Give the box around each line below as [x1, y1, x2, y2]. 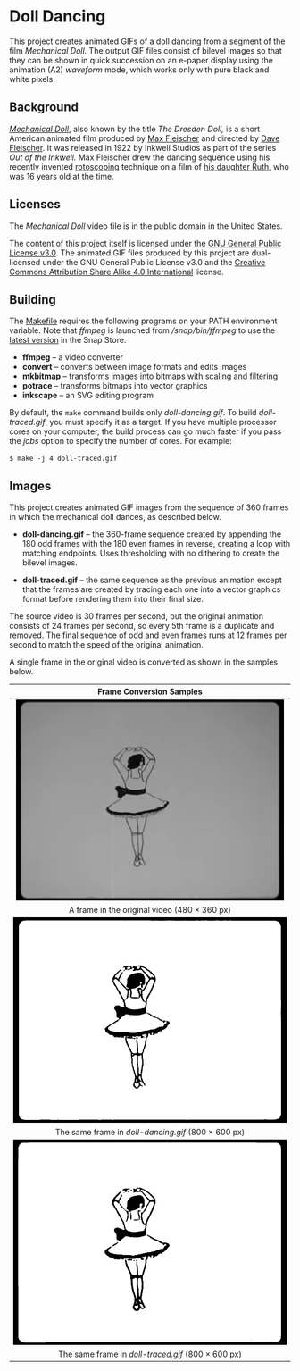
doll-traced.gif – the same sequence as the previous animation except [21, 574, 283, 586]
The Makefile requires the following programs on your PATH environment [9, 315, 278, 327]
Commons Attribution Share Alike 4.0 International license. [9, 266, 224, 277]
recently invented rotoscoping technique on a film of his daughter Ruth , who [9, 161, 290, 171]
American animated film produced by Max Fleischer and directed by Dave [9, 132, 280, 144]
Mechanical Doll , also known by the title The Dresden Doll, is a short [9, 123, 261, 134]
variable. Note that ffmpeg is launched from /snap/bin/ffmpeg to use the [9, 325, 275, 336]
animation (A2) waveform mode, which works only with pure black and [9, 64, 270, 75]
